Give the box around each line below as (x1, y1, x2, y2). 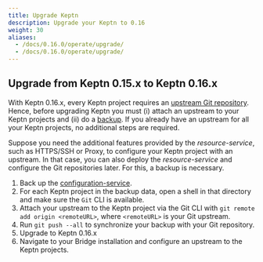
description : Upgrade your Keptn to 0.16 (8, 19, 146, 27)
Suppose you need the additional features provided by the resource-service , (8, 138, 255, 147)
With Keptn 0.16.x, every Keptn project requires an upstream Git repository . (8, 97, 249, 107)
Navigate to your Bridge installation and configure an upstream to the (19, 236, 243, 246)
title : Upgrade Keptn (8, 11, 79, 20)
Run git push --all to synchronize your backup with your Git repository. (19, 220, 255, 229)
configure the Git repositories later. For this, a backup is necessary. (8, 162, 225, 173)
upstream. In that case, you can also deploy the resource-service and (8, 155, 232, 164)
